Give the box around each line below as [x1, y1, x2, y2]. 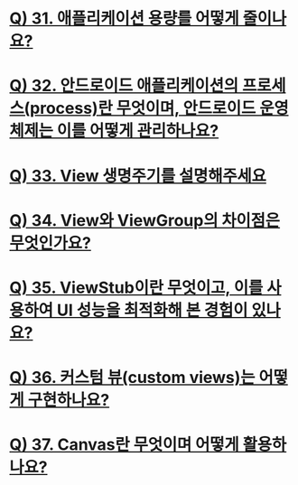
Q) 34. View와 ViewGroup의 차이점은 [9, 210, 281, 230]
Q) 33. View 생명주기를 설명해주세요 [9, 165, 266, 186]
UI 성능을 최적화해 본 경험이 [56, 300, 248, 321]
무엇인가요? [9, 232, 92, 253]
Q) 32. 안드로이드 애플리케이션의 [9, 76, 239, 96]
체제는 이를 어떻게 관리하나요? [9, 121, 219, 141]
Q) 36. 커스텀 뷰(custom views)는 [9, 368, 256, 388]
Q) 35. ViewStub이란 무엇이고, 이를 [9, 277, 264, 298]
